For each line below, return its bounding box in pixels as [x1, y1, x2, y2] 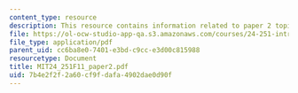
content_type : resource [9, 12, 98, 22]
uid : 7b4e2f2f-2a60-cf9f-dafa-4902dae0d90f [9, 71, 173, 80]
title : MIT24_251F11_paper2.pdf [9, 63, 129, 72]
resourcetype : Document [9, 54, 98, 63]
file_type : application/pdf [9, 37, 114, 47]
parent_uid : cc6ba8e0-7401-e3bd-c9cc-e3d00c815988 [9, 46, 200, 55]
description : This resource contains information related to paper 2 [9, 21, 272, 30]
